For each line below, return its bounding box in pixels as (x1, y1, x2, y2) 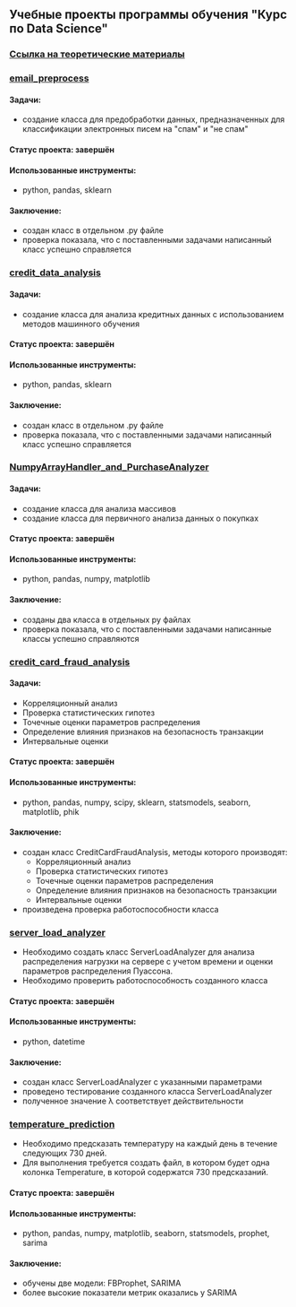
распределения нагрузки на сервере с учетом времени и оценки (21, 956, 274, 967)
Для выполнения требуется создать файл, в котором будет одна (21, 1157, 270, 1168)
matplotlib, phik (21, 806, 80, 817)
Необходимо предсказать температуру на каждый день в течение (21, 1138, 278, 1149)
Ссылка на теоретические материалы (9, 48, 185, 61)
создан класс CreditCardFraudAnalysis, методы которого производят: (21, 846, 288, 857)
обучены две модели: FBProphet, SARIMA (21, 1277, 182, 1289)
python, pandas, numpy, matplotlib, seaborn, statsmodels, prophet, (21, 1228, 270, 1239)
